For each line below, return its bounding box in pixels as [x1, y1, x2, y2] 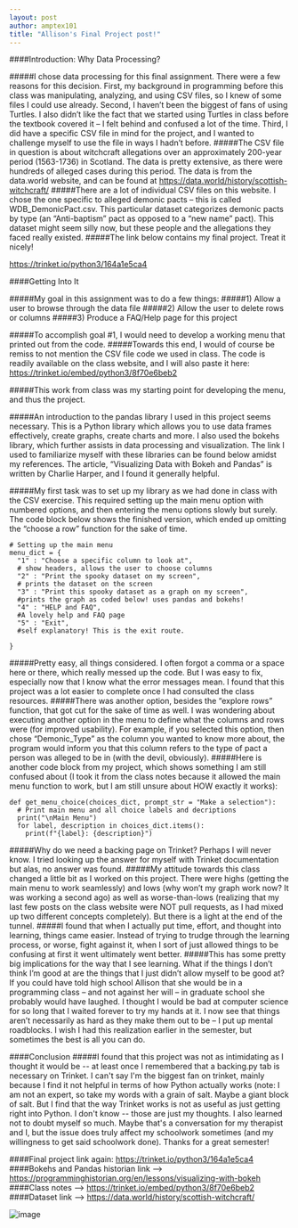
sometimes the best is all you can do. [9, 1035, 146, 1045]
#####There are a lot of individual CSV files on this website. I [50, 184, 276, 196]
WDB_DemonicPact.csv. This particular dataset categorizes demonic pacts [9, 204, 285, 215]
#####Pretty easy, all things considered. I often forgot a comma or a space [9, 658, 285, 668]
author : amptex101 [9, 21, 77, 30]
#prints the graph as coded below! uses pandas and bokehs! [17, 595, 245, 604]
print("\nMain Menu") [17, 814, 98, 823]
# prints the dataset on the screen [17, 580, 153, 589]
